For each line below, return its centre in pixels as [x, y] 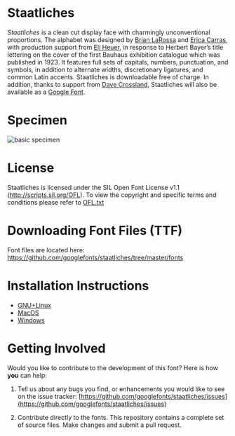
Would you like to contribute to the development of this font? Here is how [113, 368]
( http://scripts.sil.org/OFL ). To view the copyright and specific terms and [112, 195]
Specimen [38, 120]
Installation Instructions [78, 286]
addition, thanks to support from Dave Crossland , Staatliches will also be [112, 84]
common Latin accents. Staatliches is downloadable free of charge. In [108, 77]
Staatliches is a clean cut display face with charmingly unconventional [109, 32]
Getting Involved [56, 348]
